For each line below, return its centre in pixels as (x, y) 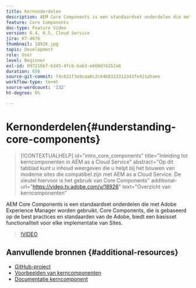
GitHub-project (33, 266)
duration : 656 (23, 71)
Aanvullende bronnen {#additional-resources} (92, 253)
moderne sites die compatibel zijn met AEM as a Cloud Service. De (101, 174)
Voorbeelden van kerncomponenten (58, 273)
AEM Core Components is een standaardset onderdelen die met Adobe (91, 204)
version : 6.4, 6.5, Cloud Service (48, 33)
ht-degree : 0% (23, 93)
